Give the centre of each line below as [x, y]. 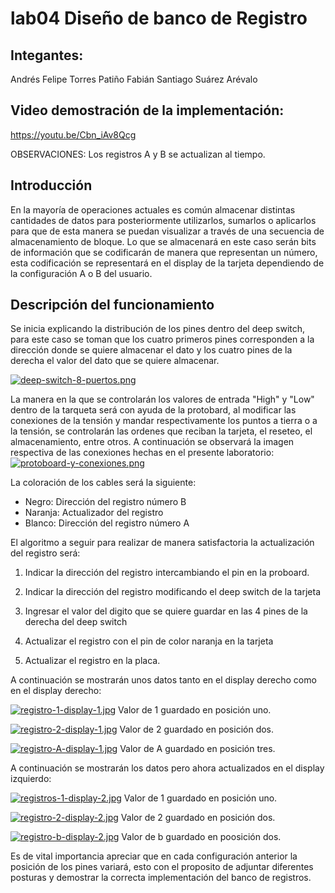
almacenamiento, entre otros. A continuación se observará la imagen [152, 442]
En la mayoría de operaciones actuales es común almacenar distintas [153, 209]
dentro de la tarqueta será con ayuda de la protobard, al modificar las [153, 410]
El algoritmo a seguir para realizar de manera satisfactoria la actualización [162, 543]
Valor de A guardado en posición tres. [197, 749]
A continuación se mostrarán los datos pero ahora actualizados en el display [167, 768]
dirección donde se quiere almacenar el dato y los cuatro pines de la [151, 350]
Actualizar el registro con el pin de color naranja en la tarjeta [149, 641]
